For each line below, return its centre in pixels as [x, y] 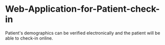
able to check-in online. [29, 38]
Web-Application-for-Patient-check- [82, 9]
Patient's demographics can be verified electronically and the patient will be [83, 33]
